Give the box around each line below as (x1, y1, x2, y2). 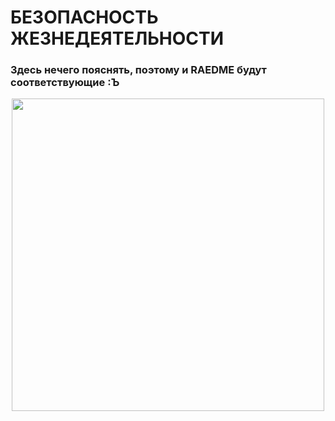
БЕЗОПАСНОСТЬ (10, 6, 159, 29)
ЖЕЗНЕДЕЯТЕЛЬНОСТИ (10, 27, 225, 50)
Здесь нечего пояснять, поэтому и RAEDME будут (10, 63, 267, 77)
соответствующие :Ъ (10, 76, 120, 90)
